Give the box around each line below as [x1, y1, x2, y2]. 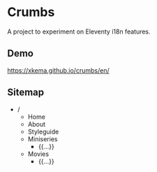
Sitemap [7, 87, 45, 99]
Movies [27, 150, 50, 158]
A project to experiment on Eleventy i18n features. [7, 27, 151, 36]
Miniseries [27, 134, 58, 143]
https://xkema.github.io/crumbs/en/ [7, 66, 110, 74]
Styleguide [27, 127, 59, 136]
